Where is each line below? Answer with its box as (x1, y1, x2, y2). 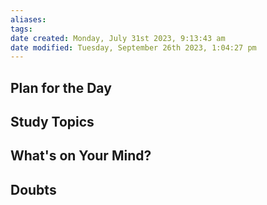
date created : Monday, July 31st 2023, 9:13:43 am (10, 33, 226, 43)
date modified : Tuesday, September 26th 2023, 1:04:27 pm (10, 42, 257, 53)
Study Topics (10, 114, 95, 131)
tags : (10, 24, 33, 34)
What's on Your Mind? (10, 147, 152, 165)
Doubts (10, 181, 57, 198)
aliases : (10, 14, 47, 25)
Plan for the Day (10, 79, 112, 96)
